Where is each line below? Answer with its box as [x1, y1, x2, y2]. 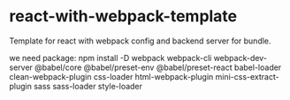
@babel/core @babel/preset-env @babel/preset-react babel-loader [34, 62, 282, 73]
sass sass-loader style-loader [34, 81, 143, 91]
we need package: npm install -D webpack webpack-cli [9, 52, 212, 63]
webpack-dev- [213, 52, 268, 63]
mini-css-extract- [215, 71, 280, 81]
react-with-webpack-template [9, 6, 238, 27]
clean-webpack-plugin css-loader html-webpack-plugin [9, 71, 214, 81]
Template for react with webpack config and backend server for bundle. [9, 35, 271, 46]
